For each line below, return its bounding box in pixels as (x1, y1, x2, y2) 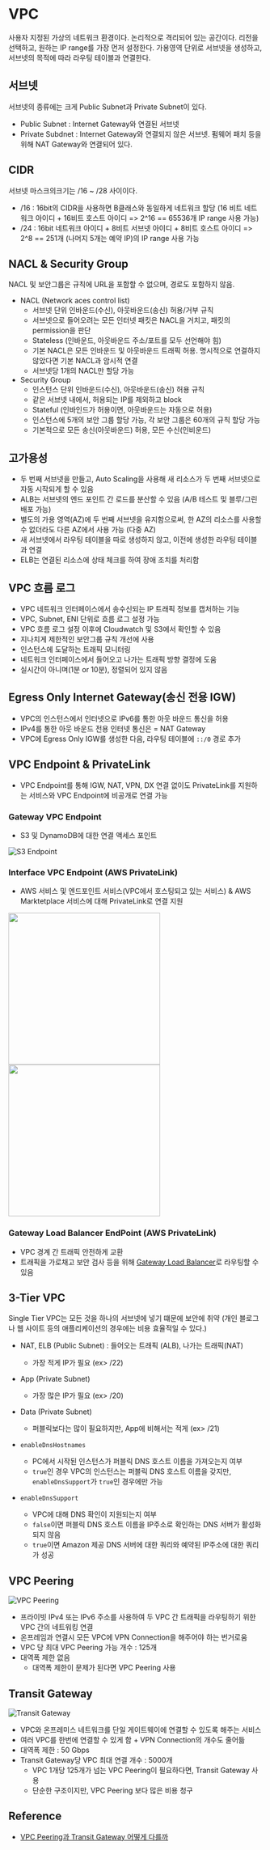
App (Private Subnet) (19, 1374, 91, 1384)
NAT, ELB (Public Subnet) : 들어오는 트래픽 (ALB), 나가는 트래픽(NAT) (19, 1340, 244, 1351)
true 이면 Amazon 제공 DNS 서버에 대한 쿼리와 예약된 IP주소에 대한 (32, 1540, 244, 1550)
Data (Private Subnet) (19, 1407, 93, 1416)
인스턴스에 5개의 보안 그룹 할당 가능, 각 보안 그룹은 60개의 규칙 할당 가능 (32, 415, 261, 425)
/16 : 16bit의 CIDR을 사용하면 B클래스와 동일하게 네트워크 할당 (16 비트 (19, 203, 243, 213)
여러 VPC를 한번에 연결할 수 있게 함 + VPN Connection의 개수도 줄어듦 (19, 1734, 245, 1744)
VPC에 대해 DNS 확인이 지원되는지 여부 (32, 1509, 158, 1519)
